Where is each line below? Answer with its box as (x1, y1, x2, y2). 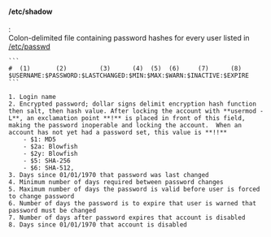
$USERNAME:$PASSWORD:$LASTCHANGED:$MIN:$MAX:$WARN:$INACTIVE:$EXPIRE (8, 71, 250, 80)
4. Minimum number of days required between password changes (8, 179, 224, 187)
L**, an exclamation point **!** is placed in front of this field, (8, 114, 246, 123)
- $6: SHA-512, (23, 164, 75, 172)
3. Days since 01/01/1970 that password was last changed (8, 171, 209, 179)
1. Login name (8, 93, 57, 101)
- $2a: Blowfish (23, 143, 79, 151)
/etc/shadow (8, 6, 53, 16)
